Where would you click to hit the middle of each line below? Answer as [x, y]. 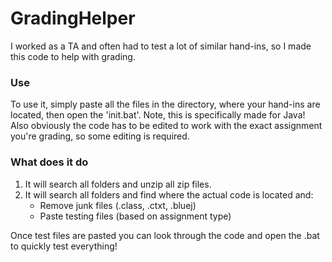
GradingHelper [73, 18]
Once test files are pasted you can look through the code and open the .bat [165, 235]
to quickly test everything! [64, 246]
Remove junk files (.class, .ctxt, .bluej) [118, 205]
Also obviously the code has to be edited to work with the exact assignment [166, 126]
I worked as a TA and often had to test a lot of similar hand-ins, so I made [161, 46]
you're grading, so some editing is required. [100, 136]
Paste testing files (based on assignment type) [135, 216]
